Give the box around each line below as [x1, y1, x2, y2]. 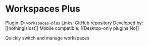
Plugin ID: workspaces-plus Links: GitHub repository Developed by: [5, 20, 143, 26]
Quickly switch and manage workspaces [5, 35, 90, 41]
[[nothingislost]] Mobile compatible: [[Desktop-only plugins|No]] [5, 25, 139, 31]
